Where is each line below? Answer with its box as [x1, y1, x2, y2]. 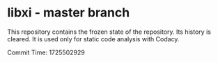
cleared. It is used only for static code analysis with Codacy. [7, 34, 180, 43]
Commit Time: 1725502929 [7, 48, 85, 56]
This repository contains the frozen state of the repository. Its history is [7, 28, 211, 36]
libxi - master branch [7, 5, 130, 21]
